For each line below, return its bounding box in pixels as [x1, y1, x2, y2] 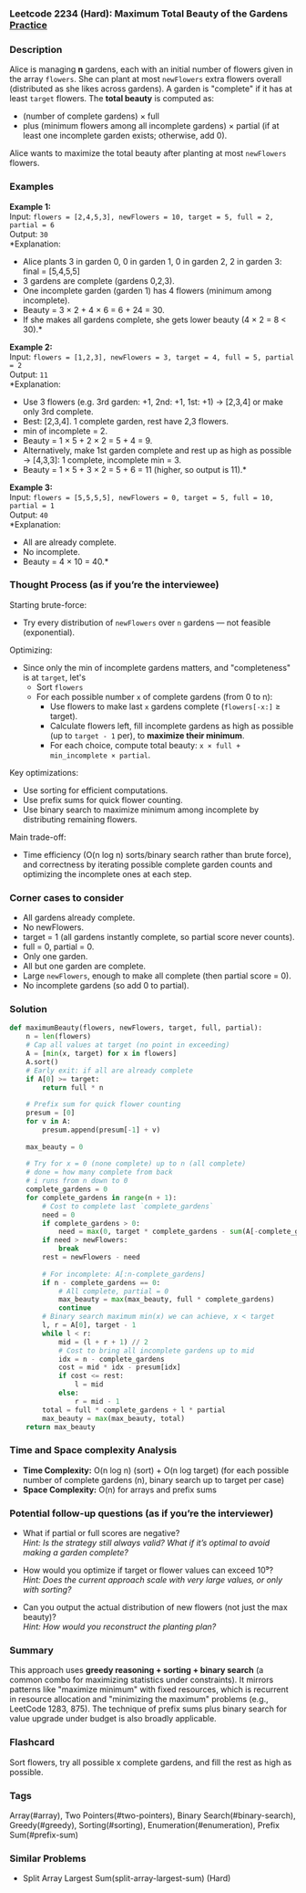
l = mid [74, 1380, 104, 1389]
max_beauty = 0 [25, 1142, 84, 1152]
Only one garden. [22, 951, 88, 962]
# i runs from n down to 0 [25, 1177, 128, 1186]
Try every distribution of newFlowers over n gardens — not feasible [22, 617, 271, 628]
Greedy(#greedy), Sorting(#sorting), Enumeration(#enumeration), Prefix [9, 1819, 280, 1830]
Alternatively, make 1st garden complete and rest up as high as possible [22, 444, 292, 455]
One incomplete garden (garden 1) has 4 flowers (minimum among [22, 285, 272, 296]
